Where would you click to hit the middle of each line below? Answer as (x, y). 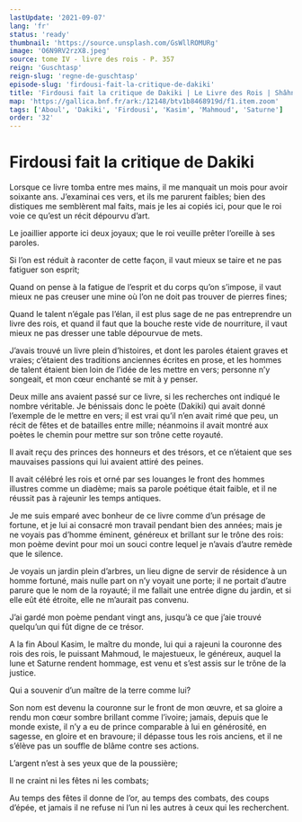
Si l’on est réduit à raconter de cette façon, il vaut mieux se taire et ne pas (146, 261)
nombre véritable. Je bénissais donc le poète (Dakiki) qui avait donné (138, 406)
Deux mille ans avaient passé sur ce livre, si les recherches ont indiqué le (145, 397)
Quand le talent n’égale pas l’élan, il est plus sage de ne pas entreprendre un (151, 314)
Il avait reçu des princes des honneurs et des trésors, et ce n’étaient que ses (151, 452)
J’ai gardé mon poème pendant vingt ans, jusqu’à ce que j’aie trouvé (136, 617)
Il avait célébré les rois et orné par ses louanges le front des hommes (137, 479)
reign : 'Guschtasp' (46, 68)
